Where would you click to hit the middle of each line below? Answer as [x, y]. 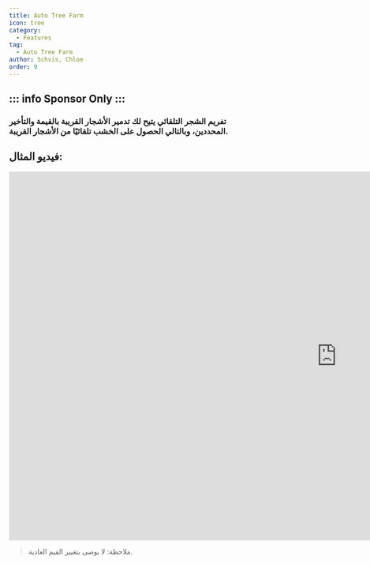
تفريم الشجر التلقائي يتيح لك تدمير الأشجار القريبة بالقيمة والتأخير [118, 122]
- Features [34, 38]
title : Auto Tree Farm [46, 15]
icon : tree [27, 23]
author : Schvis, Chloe [46, 60]
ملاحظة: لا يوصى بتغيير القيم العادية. [80, 551]
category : [25, 30]
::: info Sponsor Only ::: [67, 99]
